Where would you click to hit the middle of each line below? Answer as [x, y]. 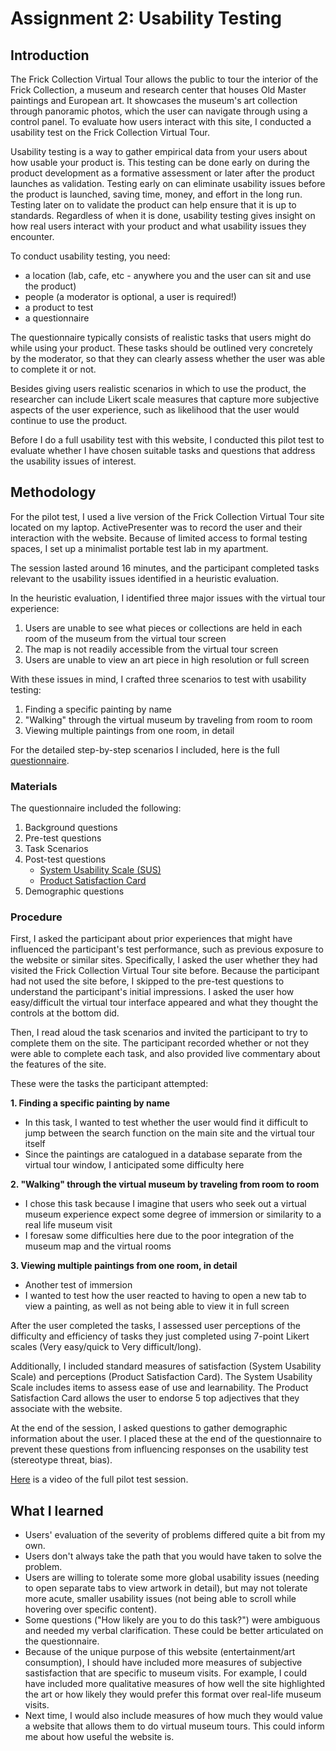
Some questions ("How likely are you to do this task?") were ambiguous [172, 1620]
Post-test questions [65, 859]
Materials [34, 786]
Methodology [53, 492]
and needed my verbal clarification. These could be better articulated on [174, 1631]
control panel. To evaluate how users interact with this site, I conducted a [161, 121]
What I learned [57, 1510]
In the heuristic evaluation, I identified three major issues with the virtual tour [168, 598]
